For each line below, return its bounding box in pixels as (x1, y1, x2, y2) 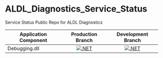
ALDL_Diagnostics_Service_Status (5, 3, 147, 14)
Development (116, 30, 148, 37)
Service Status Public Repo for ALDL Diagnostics (5, 19, 103, 25)
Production (71, 30, 98, 37)
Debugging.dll (7, 45, 40, 52)
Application (19, 30, 47, 37)
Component (19, 37, 48, 43)
